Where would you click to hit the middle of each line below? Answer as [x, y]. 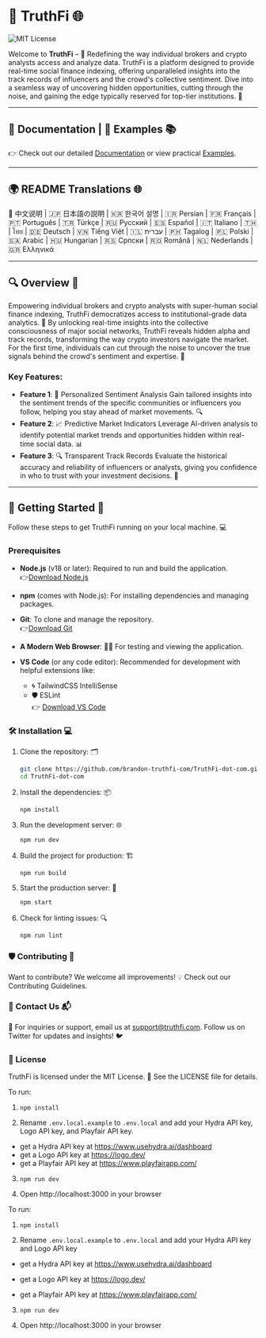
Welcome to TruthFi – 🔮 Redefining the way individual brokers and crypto [128, 54]
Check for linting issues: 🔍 [63, 918]
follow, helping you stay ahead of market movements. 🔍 [111, 411]
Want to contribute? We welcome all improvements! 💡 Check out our [120, 977]
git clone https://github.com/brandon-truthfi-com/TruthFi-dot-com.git [140, 769]
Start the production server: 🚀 [68, 888]
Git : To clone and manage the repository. [86, 619]
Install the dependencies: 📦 [66, 792]
